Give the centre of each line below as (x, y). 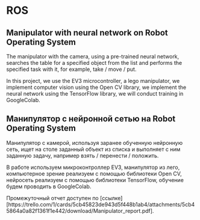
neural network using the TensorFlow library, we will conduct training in (95, 93)
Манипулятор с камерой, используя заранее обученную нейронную (95, 142)
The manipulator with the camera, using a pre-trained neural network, (93, 57)
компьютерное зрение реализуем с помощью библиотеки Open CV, (94, 173)
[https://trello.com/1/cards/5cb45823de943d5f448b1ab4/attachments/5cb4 (101, 204)
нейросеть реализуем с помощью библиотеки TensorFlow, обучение (95, 180)
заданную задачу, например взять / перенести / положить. (83, 155)
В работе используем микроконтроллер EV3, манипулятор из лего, (93, 167)
